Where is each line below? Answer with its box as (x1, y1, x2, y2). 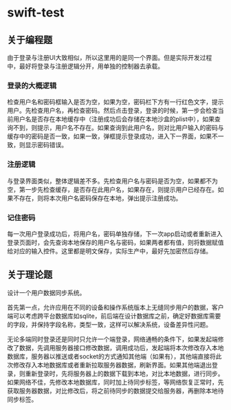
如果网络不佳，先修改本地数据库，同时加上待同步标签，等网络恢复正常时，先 (7, 378, 224, 386)
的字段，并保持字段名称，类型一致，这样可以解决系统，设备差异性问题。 (7, 320, 212, 328)
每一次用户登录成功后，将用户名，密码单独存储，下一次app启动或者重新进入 (7, 229, 223, 238)
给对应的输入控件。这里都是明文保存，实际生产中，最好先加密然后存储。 (7, 246, 212, 255)
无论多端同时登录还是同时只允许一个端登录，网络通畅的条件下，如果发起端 (7, 335, 218, 343)
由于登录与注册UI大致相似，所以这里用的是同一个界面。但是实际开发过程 (7, 54, 212, 61)
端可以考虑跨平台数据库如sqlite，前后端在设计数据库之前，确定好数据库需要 (7, 312, 221, 320)
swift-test (7, 5, 65, 21)
